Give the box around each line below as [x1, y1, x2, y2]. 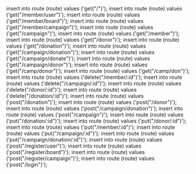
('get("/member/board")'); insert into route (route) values [6, 18, 144, 24]
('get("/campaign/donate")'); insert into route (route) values [6, 55, 150, 62]
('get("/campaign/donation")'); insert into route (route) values [6, 49, 155, 55]
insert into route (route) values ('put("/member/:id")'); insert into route [6, 123, 175, 130]
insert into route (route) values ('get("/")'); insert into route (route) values [6, 5, 182, 12]
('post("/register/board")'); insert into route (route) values [6, 149, 145, 155]
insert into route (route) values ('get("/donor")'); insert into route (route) [6, 36, 180, 43]
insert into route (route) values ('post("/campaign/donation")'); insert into [6, 105, 184, 112]
